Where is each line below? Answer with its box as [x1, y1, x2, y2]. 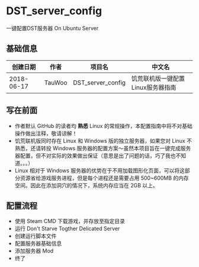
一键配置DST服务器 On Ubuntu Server [6, 24, 99, 32]
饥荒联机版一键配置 [131, 74, 185, 83]
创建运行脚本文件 [14, 233, 57, 240]
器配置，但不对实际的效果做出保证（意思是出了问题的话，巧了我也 [14, 152, 176, 159]
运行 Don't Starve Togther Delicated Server [14, 225, 120, 233]
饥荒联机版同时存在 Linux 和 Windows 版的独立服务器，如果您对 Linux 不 [14, 137, 192, 144]
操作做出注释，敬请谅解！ [14, 130, 78, 137]
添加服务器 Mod [14, 247, 54, 255]
